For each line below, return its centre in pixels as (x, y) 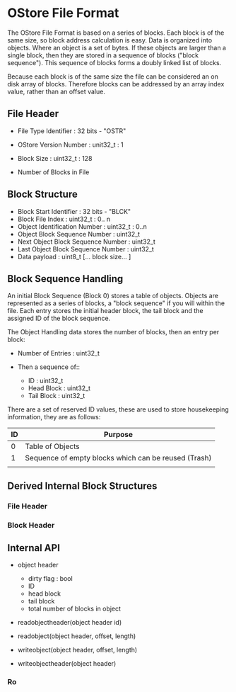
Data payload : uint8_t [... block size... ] (74, 256)
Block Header (31, 525)
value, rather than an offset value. (57, 91)
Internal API (34, 548)
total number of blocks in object (75, 609)
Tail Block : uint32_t (57, 396)
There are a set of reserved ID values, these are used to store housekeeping (118, 409)
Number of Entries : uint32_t (59, 353)
